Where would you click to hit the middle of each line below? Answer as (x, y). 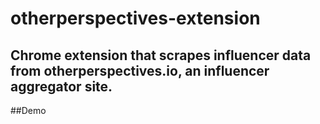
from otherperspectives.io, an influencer (140, 70)
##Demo (28, 110)
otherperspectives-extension (135, 18)
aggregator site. (61, 86)
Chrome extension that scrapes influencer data (161, 55)
